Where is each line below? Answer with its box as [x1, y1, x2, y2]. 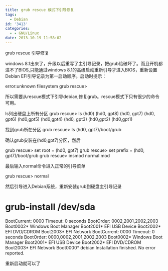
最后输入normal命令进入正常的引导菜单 [5, 163, 86, 169]
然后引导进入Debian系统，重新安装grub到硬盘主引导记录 [5, 183, 122, 189]
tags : [5, 12, 17, 17]
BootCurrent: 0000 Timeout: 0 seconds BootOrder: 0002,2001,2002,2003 [5, 218, 158, 224]
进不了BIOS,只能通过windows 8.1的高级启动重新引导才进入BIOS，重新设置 [5, 66, 157, 73]
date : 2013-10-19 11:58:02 [5, 36, 62, 41]
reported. [5, 250, 25, 256]
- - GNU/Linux [10, 31, 39, 36]
